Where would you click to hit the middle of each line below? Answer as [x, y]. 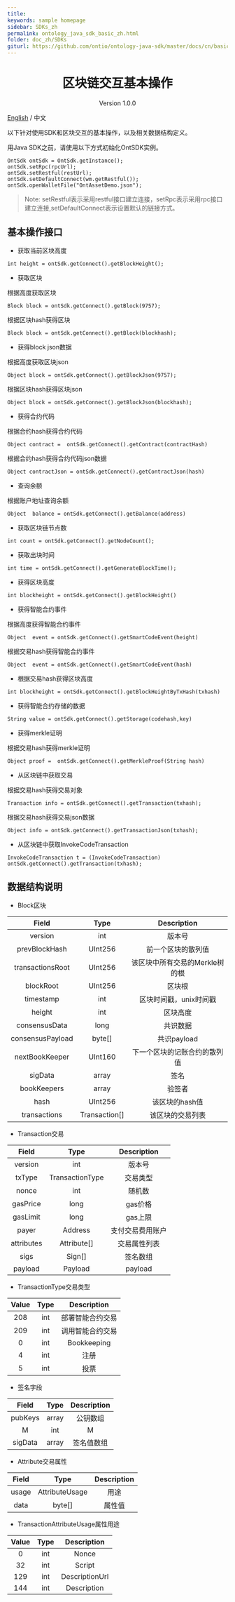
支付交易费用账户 [139, 1230]
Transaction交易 [41, 1133]
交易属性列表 [139, 1243]
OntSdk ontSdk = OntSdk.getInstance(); [65, 161]
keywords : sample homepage [47, 20]
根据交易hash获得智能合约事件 [51, 651]
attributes [27, 1243]
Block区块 [32, 905]
